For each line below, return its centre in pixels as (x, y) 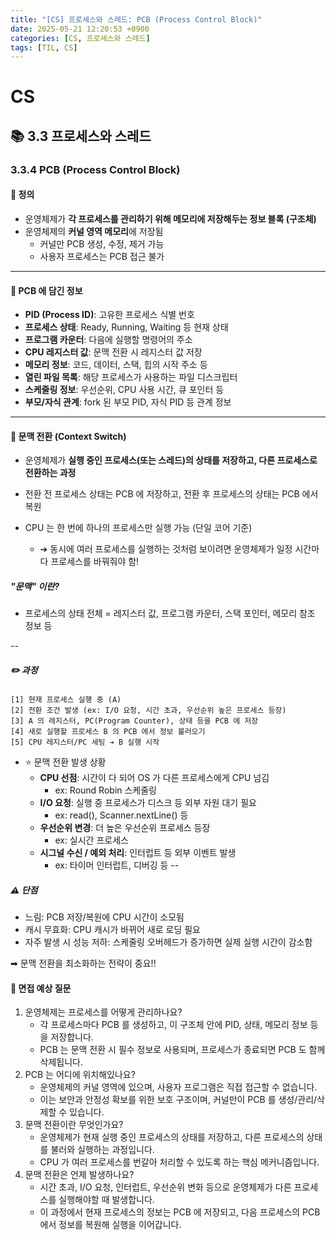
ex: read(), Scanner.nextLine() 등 (121, 815)
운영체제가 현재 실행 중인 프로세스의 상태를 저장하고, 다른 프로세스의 (172, 1137)
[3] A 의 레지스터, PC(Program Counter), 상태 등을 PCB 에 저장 (134, 721)
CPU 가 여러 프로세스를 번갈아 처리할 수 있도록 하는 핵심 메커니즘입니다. (179, 1162)
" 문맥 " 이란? (35, 586)
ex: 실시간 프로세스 (91, 840)
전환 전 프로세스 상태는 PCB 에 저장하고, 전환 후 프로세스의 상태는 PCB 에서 (171, 494)
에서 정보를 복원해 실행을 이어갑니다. (110, 1225)
